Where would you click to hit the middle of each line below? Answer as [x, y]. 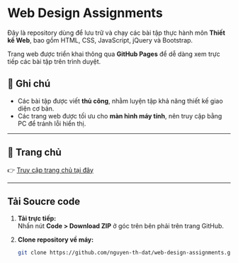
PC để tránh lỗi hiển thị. [52, 123]
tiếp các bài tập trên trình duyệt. [54, 61]
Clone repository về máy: [56, 240]
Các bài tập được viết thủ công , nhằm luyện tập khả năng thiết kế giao [120, 101]
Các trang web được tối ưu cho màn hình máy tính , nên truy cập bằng [120, 116]
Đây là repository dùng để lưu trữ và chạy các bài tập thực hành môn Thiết [116, 33]
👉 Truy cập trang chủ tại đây [51, 170]
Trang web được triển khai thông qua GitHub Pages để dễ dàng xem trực [114, 54]
